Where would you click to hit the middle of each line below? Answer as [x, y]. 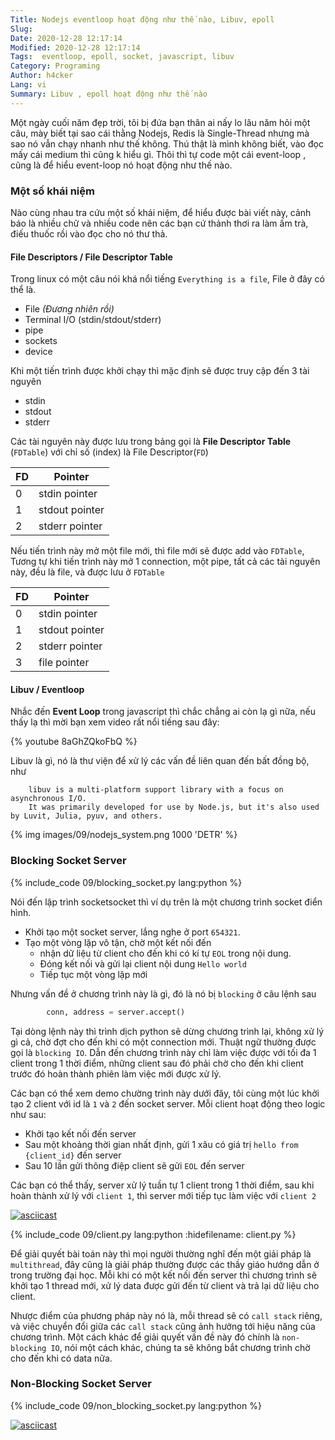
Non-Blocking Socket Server [81, 1384]
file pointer [64, 663]
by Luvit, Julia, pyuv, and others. [86, 816]
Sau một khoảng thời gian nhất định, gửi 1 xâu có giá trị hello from [161, 1144]
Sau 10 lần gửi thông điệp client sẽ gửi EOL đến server [134, 1165]
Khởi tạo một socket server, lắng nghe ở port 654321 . [132, 932]
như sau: [28, 1114]
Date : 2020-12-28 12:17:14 [66, 38]
